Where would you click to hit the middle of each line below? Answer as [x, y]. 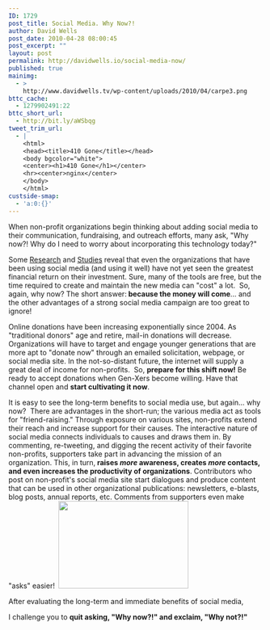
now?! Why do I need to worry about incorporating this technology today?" [133, 244]
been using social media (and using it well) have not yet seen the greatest [131, 268]
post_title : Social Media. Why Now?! [72, 23]
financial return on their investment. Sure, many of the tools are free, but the [135, 276]
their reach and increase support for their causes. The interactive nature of [133, 428]
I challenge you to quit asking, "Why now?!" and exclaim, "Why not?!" [128, 617]
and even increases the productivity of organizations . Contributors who [130, 471]
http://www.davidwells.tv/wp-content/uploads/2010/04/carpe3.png [135, 91]
